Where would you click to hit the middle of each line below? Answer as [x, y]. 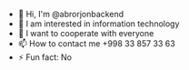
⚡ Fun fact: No [45, 57]
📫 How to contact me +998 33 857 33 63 [96, 44]
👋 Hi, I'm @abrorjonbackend [71, 14]
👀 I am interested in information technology [99, 24]
